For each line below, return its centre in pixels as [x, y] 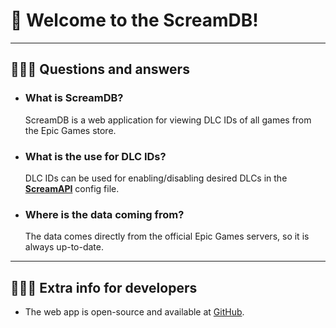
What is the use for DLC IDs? [95, 156]
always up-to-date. [64, 247]
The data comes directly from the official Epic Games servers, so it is [167, 236]
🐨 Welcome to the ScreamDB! [134, 20]
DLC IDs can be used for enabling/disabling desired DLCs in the [156, 178]
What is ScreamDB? [74, 98]
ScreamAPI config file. [72, 188]
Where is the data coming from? [104, 214]
